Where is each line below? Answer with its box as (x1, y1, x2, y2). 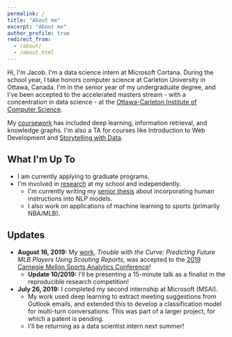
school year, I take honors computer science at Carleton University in (7, 75, 206, 84)
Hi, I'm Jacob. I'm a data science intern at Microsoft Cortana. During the (7, 68, 214, 77)
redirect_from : (7, 36, 52, 43)
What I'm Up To (7, 154, 75, 166)
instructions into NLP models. (27, 194, 113, 203)
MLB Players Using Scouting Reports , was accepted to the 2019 (17, 255, 201, 263)
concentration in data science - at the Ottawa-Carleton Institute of (7, 97, 197, 106)
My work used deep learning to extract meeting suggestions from (27, 292, 217, 300)
